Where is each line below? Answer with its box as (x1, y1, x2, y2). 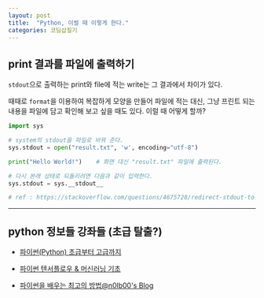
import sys (8, 122, 44, 130)
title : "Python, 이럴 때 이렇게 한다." (8, 19, 130, 27)
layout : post (8, 11, 51, 20)
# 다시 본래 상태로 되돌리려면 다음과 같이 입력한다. (8, 172, 153, 180)
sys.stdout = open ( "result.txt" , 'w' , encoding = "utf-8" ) (8, 143, 199, 151)
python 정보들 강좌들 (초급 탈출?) (8, 225, 163, 238)
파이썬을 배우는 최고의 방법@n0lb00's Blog (19, 281, 154, 290)
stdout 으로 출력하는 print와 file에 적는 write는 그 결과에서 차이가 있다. (8, 80, 223, 89)
